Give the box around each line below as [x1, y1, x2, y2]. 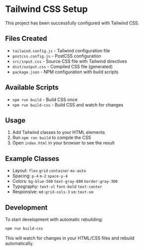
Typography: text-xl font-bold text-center [12, 183, 103, 190]
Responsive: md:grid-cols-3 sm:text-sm [12, 189, 93, 195]
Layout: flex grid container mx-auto [12, 168, 86, 174]
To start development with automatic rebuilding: [5, 217, 103, 222]
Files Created [5, 34, 47, 43]
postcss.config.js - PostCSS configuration [12, 53, 102, 59]
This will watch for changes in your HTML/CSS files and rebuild [5, 235, 135, 241]
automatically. [5, 240, 34, 246]
